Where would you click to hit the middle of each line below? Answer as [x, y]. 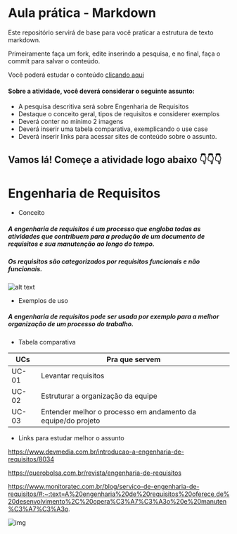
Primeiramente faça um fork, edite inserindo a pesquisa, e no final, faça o [114, 54]
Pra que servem [134, 359]
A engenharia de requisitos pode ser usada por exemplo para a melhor [114, 317]
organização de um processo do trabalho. [71, 324]
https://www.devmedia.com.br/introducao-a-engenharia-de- [96, 452]
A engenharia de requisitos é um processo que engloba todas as [104, 229]
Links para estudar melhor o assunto [71, 437]
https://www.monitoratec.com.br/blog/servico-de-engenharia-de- [104, 486]
